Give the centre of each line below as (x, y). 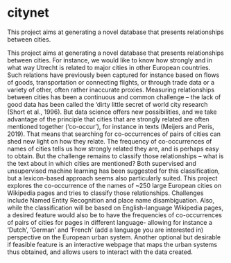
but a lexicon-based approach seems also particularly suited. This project (112, 178)
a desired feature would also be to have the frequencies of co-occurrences (114, 215)
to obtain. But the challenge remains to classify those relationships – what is (115, 156)
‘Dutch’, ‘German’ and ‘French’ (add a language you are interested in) (105, 230)
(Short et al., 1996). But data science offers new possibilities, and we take (112, 112)
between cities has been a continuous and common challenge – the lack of (114, 97)
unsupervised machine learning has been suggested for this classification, (114, 171)
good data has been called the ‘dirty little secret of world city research (108, 104)
